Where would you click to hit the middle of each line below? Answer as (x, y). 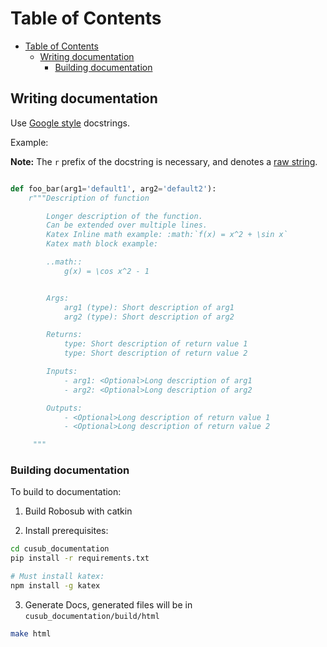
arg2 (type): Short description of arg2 (149, 317)
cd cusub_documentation (60, 549)
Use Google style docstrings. (70, 123)
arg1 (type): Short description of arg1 (149, 307)
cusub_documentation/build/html (92, 616)
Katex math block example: (102, 244)
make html (31, 633)
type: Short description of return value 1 (155, 344)
